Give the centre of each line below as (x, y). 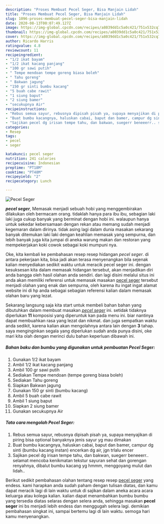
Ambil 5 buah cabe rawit (37, 396)
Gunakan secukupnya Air (38, 411)
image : (12, 28)
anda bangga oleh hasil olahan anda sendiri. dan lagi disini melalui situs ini (80, 275)
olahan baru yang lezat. (29, 296)
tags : (11, 136)
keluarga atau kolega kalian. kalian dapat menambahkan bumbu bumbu (77, 496)
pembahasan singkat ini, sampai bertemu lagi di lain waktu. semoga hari (78, 511)
